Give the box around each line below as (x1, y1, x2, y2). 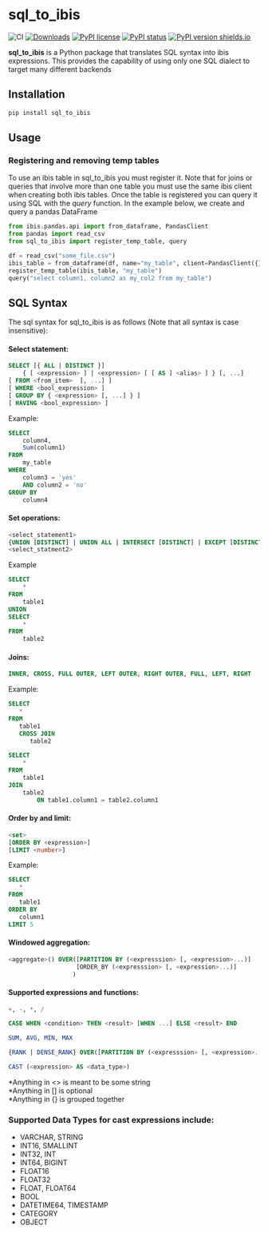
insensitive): (8, 326, 48, 336)
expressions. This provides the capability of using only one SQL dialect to (8, 56, 250, 66)
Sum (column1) (22, 443, 66, 452)
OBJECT (19, 1217, 49, 1227)
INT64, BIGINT (19, 1158, 68, 1167)
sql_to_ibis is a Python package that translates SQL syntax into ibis (8, 47, 229, 57)
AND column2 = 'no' (22, 481, 88, 489)
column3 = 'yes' (22, 473, 77, 481)
